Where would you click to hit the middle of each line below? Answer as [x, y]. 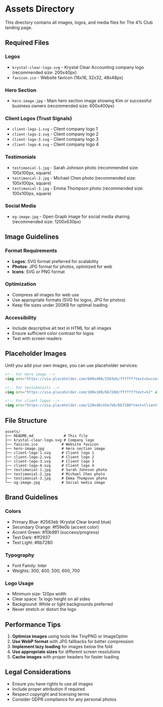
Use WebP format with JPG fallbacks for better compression [73, 641]
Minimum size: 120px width [39, 594]
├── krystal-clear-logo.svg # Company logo [50, 440]
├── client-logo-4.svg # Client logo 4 [50, 465]
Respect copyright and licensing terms [51, 694]
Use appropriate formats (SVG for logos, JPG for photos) [69, 300]
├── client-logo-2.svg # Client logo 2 [50, 457]
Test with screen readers [37, 339]
